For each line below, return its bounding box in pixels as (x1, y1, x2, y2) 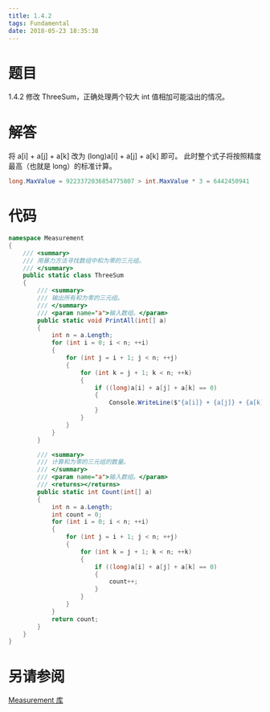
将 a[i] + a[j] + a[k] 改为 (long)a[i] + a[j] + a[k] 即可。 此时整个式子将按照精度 (8, 151, 262, 161)
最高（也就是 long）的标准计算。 (8, 162, 117, 171)
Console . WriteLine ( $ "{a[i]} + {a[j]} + (108, 399, 243, 407)
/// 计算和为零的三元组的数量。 (37, 458, 130, 467)
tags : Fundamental (8, 19, 70, 27)
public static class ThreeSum (22, 271, 125, 280)
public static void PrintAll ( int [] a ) (37, 316, 167, 324)
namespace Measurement (8, 234, 84, 242)
